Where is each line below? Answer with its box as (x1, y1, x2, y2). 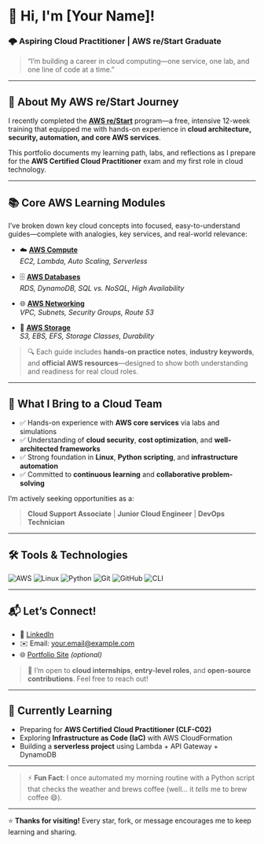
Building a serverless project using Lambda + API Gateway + (19, 742, 218, 751)
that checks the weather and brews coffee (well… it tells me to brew (27, 784, 247, 794)
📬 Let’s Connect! (8, 604, 97, 618)
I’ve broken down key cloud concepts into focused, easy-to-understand (8, 221, 241, 231)
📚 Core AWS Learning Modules (8, 196, 166, 210)
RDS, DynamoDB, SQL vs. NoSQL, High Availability (19, 284, 185, 293)
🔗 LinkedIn (19, 630, 54, 639)
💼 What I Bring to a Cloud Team (8, 397, 163, 411)
